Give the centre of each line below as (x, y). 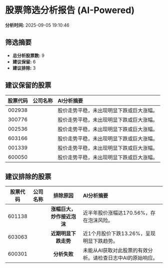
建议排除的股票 (28, 177)
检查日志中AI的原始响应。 (128, 258)
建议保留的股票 (28, 85)
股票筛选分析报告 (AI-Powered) (70, 10)
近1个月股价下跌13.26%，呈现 (119, 233)
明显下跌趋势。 (100, 241)
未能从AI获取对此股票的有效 (115, 250)
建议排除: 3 (24, 68)
